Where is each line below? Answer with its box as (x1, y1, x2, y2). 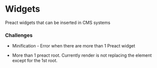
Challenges (5, 32, 33, 39)
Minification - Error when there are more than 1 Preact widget (12, 43, 136, 49)
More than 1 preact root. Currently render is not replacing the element (12, 52, 152, 58)
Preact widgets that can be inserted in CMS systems (5, 20, 111, 25)
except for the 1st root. (12, 58, 58, 64)
